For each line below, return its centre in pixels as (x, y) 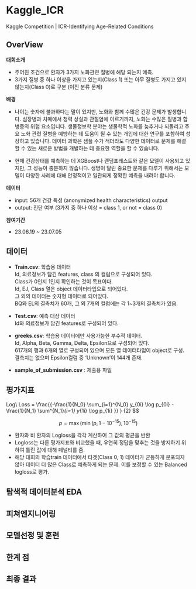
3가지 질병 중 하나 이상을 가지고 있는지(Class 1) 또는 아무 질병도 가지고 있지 (100, 79)
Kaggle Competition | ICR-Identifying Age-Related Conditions (80, 26)
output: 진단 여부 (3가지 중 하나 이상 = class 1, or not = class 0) (88, 207)
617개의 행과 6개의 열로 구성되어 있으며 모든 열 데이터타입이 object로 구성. (99, 350)
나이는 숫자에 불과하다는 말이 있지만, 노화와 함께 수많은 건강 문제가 (90, 111)
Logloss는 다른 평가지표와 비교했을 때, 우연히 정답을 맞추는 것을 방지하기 (97, 443)
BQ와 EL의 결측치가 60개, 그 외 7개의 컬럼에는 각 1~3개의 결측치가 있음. (96, 303)
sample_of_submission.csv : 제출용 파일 (63, 370)
